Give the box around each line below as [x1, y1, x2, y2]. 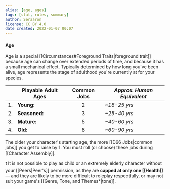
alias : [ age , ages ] [5, 7, 47, 13]
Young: [17, 102, 35, 109]
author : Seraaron [5, 17, 42, 22]
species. [5, 74, 23, 81]
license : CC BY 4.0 [5, 21, 47, 27]
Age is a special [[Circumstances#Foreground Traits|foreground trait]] [5, 53, 151, 59]
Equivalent [120, 93, 147, 100]
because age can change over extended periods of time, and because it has [5, 59, 164, 65]
